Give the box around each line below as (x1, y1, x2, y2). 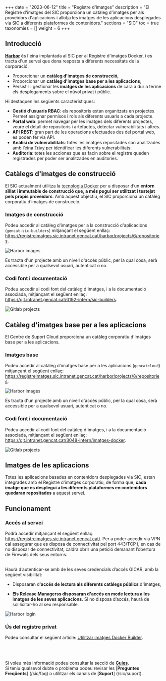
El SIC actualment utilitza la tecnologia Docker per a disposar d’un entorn (5, 183, 155, 189)
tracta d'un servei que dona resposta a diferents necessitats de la (5, 58, 139, 64)
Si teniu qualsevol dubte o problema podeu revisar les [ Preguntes (5, 665, 140, 671)
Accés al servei (5, 519, 43, 526)
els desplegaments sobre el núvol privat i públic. (12, 89, 111, 95)
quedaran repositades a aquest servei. (5, 490, 86, 496)
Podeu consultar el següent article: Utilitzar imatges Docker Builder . (5, 634, 143, 641)
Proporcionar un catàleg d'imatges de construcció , (12, 73, 119, 79)
